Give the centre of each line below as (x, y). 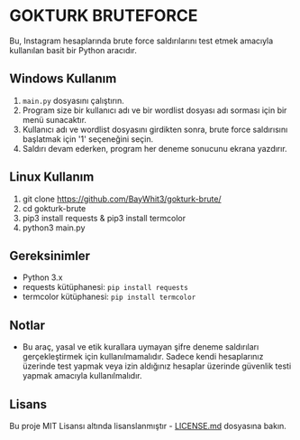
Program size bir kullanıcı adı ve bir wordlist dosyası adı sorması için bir (155, 110)
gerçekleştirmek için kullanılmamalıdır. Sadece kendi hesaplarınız (143, 357)
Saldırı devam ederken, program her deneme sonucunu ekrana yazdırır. (155, 148)
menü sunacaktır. (55, 119)
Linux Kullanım (52, 177)
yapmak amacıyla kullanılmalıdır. (82, 376)
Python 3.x (42, 277)
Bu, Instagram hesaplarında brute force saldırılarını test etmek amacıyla (141, 41)
